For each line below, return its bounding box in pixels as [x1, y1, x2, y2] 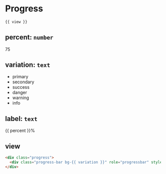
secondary [12, 79, 35, 85]
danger [12, 90, 27, 96]
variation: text [5, 60, 50, 69]
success [12, 84, 30, 90]
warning [12, 95, 30, 101]
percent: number [5, 33, 53, 42]
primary [12, 74, 29, 80]
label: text [5, 115, 38, 123]
